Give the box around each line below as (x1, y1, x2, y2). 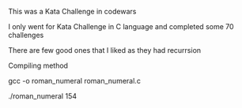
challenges (8, 31, 44, 39)
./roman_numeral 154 (8, 91, 78, 101)
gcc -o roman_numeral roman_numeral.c (8, 76, 141, 85)
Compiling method (8, 61, 69, 70)
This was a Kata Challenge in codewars (8, 7, 137, 16)
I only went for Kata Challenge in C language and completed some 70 (8, 22, 235, 31)
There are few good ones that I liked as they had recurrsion (8, 46, 202, 54)
